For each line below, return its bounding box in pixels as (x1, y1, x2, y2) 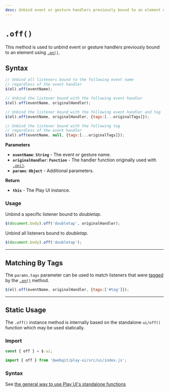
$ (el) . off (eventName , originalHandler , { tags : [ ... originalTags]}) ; (5, 114, 150, 119)
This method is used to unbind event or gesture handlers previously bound (5, 44, 160, 50)
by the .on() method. (5, 277, 49, 283)
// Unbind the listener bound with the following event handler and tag (5, 109, 161, 115)
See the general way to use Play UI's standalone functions (5, 381, 126, 387)
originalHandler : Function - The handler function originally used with (12, 157, 157, 163)
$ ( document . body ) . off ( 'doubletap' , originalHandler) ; (5, 221, 121, 226)
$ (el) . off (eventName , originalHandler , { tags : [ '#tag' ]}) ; (5, 287, 129, 292)
